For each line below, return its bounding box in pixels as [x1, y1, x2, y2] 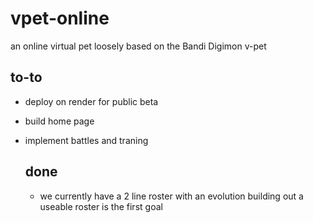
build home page [24, 115, 95, 127]
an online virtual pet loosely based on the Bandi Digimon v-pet [10, 40, 267, 52]
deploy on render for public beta [24, 95, 159, 107]
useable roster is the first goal [39, 200, 163, 212]
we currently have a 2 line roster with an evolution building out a [39, 190, 304, 202]
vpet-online [10, 7, 110, 30]
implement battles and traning [24, 134, 149, 146]
